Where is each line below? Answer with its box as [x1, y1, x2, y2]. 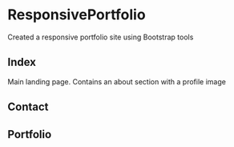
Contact [7, 100, 49, 114]
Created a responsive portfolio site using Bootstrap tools [7, 32, 194, 42]
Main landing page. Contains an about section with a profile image [7, 76, 226, 86]
